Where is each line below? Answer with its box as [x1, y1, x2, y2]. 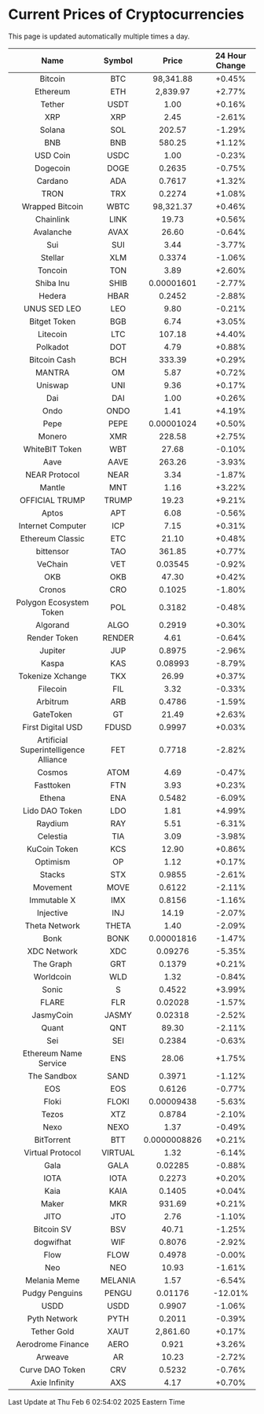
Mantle [39, 482, 65, 493]
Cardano [36, 175, 69, 186]
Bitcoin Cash [28, 354, 76, 365]
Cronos [38, 584, 67, 595]
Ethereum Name [22, 1048, 82, 1059]
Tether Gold [31, 1326, 75, 1337]
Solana [39, 124, 65, 135]
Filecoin [38, 683, 68, 694]
